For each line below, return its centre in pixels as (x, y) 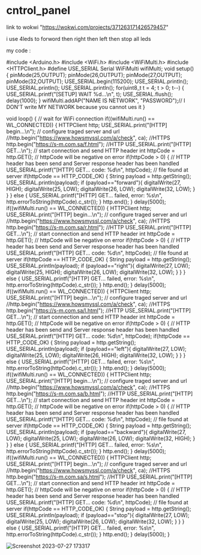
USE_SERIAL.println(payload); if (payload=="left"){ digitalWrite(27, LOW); (97, 349)
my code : (19, 50)
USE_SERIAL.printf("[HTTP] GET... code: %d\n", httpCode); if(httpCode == (98, 336)
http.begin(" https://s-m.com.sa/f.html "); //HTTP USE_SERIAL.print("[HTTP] (99, 144)
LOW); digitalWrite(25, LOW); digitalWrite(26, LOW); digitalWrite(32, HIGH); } (101, 438)
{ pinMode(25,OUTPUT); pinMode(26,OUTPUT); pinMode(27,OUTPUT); (94, 75)
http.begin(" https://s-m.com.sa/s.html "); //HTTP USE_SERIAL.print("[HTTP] (99, 477)
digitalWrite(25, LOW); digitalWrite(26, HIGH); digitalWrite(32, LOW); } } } (96, 355)
